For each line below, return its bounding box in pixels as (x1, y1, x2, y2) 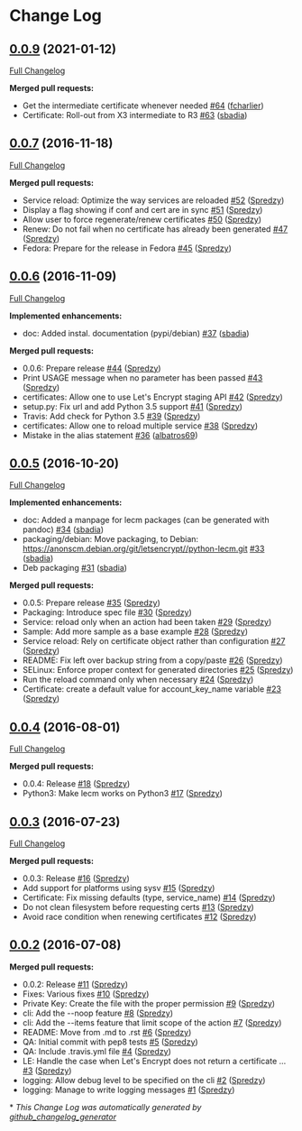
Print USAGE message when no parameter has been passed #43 (22, 372, 263, 383)
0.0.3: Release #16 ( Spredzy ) (22, 873, 131, 884)
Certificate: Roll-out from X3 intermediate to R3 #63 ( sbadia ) (22, 110, 248, 120)
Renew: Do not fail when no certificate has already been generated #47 (22, 223, 288, 234)
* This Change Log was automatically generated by (9, 1101, 202, 1112)
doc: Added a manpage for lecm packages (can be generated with (22, 515, 270, 526)
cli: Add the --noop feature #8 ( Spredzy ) (22, 1007, 174, 1018)
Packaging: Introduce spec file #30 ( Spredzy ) (22, 607, 192, 618)
